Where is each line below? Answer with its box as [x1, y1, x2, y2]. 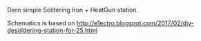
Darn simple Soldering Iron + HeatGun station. [7, 6, 139, 14]
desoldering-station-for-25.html [7, 27, 98, 34]
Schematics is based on [7, 19, 75, 27]
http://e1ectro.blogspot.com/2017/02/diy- [76, 19, 195, 27]
